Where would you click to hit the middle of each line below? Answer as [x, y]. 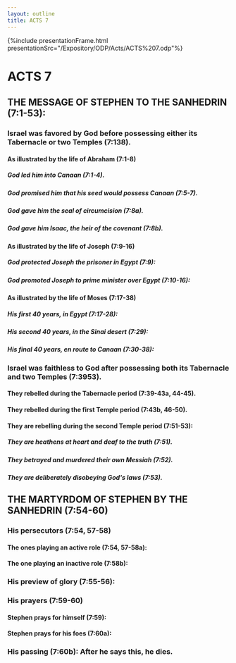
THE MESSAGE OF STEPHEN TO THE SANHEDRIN [117, 103]
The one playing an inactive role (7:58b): [68, 564]
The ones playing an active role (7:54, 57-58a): [77, 547]
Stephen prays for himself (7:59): [57, 617]
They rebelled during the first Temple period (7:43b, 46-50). [98, 409]
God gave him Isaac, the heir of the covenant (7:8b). [85, 228]
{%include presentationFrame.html [58, 40]
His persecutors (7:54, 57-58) [59, 531]
